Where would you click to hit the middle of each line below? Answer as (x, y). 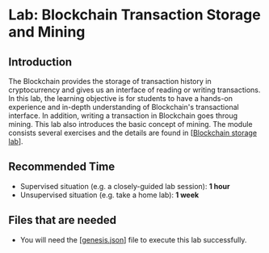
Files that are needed (63, 220)
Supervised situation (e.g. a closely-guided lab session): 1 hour (125, 186)
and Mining (47, 32)
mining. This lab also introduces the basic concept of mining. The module (130, 124)
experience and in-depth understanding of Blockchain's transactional (124, 107)
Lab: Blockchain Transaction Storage (134, 15)
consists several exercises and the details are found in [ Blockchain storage (132, 133)
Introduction (40, 62)
